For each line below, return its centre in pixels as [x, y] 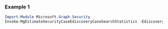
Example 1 [17, 7]
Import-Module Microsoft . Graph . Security [48, 17]
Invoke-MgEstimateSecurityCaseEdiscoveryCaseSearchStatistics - [73, 22]
